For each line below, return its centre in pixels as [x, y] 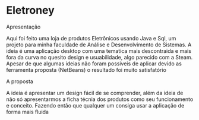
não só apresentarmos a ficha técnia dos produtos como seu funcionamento [100, 99]
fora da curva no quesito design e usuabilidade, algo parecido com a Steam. [99, 57]
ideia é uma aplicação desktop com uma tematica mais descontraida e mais [99, 50]
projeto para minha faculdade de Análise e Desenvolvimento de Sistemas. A [99, 45]
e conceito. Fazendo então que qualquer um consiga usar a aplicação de [95, 105]
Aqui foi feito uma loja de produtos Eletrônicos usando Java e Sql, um [91, 38]
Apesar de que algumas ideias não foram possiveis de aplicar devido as [94, 64]
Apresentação [23, 27]
